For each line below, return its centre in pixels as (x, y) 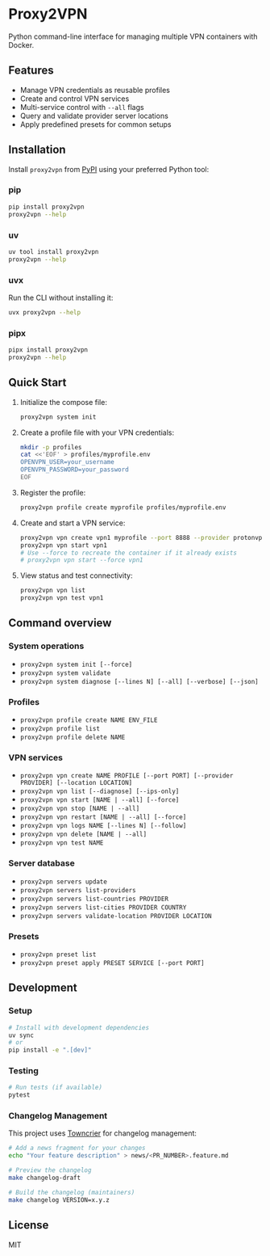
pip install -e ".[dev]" (50, 1050)
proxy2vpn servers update (63, 882)
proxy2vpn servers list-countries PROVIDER (94, 899)
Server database (42, 863)
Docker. (21, 44)
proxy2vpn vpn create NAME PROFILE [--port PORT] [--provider (127, 776)
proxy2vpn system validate (65, 673)
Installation (37, 150)
